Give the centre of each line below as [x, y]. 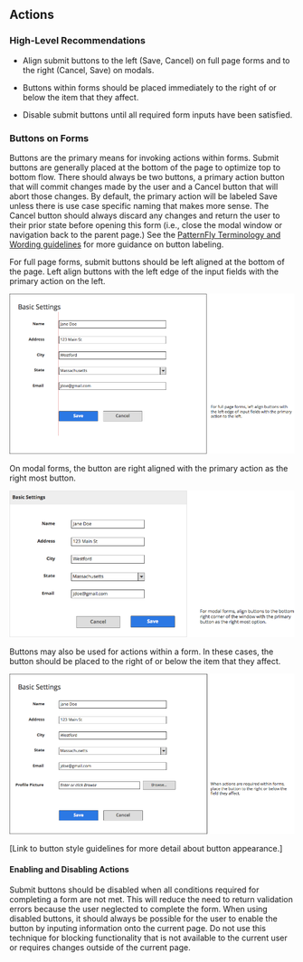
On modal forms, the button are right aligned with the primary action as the [149, 468]
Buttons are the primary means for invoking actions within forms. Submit [144, 157]
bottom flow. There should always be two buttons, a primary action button [147, 176]
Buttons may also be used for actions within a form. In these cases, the [142, 652]
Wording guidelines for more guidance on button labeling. [117, 244]
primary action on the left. [57, 281]
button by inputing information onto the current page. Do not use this [138, 928]
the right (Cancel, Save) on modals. [88, 70]
